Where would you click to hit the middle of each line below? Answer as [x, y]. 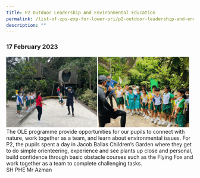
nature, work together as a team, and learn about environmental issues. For [99, 138]
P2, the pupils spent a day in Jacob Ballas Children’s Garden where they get [99, 144]
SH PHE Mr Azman [29, 170]
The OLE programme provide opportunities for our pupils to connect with [96, 131]
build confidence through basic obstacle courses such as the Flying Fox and [100, 157]
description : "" [26, 25]
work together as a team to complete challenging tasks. [74, 163]
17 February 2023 [32, 47]
